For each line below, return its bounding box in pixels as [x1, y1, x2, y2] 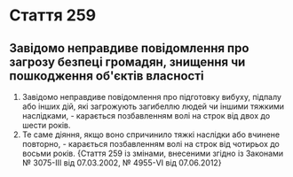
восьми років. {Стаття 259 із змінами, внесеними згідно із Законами [21, 148, 284, 158]
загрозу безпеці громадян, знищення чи [9, 54, 246, 69]
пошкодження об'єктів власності [9, 68, 204, 83]
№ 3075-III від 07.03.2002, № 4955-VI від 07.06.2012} [21, 158, 222, 168]
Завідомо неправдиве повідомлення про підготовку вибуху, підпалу [21, 92, 282, 102]
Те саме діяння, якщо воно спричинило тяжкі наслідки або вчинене [21, 129, 281, 140]
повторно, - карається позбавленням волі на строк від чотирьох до [21, 139, 280, 149]
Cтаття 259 [9, 5, 97, 26]
